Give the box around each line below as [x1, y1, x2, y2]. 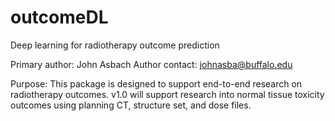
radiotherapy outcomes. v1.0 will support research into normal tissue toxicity [10, 88, 325, 100]
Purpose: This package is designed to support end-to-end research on [10, 77, 303, 90]
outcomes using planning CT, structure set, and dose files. [10, 99, 252, 111]
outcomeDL [10, 6, 109, 29]
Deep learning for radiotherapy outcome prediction [10, 39, 220, 51]
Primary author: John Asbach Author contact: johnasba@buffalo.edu [10, 58, 293, 70]
